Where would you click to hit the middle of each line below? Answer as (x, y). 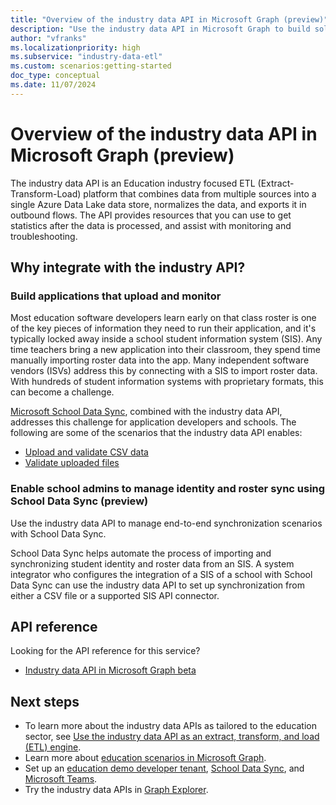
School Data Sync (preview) (79, 501)
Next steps (45, 701)
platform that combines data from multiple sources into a (200, 193)
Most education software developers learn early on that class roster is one (163, 318)
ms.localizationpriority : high (75, 47)
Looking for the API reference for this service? (105, 651)
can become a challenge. (62, 392)
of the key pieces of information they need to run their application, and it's (163, 328)
